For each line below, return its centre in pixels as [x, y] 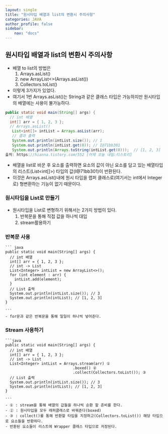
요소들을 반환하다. [27, 421]
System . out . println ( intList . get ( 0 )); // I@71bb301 [66, 145]
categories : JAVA [23, 19]
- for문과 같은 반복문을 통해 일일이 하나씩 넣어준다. [53, 317]
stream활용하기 [35, 223]
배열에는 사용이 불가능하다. [44, 103]
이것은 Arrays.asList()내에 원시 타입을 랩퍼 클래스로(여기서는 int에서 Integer [87, 177]
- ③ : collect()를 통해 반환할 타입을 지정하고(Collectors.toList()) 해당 [78, 416]
